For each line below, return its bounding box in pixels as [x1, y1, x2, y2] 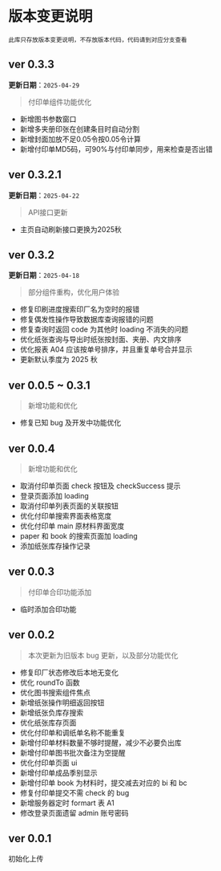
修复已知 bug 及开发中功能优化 [19, 418, 122, 428]
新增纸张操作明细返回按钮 [19, 698, 105, 707]
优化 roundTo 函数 [19, 678, 80, 687]
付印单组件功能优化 [27, 97, 92, 107]
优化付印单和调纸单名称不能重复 [19, 727, 126, 737]
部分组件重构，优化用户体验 [27, 287, 120, 297]
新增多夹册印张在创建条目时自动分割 [19, 124, 140, 133]
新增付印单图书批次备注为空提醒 [19, 747, 126, 757]
